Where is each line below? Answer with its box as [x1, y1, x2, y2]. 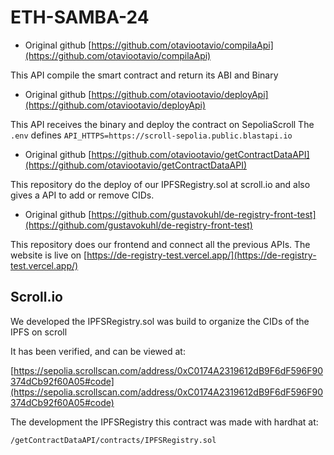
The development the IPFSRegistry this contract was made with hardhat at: [10, 416, 319, 428]
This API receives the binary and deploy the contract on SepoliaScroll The [10, 118, 315, 130]
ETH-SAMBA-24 [10, 6, 150, 29]
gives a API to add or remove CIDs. [10, 189, 155, 201]
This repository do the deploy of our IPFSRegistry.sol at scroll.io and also [10, 178, 311, 190]
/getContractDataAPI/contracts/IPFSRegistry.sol [10, 435, 217, 445]
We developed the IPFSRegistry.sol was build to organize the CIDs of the [10, 315, 310, 327]
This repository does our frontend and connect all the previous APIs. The [10, 238, 311, 250]
